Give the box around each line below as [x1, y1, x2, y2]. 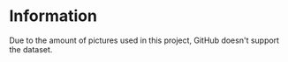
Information [9, 6, 97, 26]
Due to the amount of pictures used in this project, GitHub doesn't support [9, 35, 280, 45]
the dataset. [9, 44, 53, 54]
